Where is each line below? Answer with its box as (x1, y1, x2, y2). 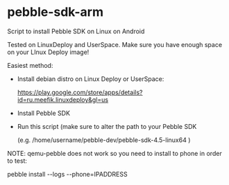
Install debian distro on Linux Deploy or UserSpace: (17, 74, 164, 83)
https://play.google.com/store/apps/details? (17, 88, 143, 96)
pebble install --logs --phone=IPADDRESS (7, 170, 128, 178)
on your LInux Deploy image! (7, 48, 90, 56)
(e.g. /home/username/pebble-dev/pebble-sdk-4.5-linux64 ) (17, 136, 191, 144)
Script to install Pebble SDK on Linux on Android (7, 27, 145, 35)
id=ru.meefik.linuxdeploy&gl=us (17, 95, 109, 104)
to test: (7, 157, 28, 165)
